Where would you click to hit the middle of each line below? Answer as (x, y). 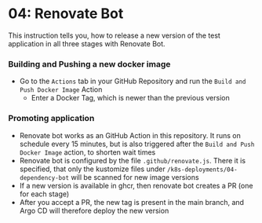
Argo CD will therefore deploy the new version (94, 210)
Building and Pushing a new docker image (89, 64)
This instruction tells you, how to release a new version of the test (115, 35)
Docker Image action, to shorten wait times (87, 152)
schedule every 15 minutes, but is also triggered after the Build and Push (137, 144)
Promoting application (51, 119)
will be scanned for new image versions (135, 177)
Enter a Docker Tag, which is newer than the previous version (130, 98)
